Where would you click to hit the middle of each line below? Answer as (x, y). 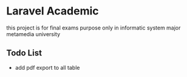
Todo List (24, 53)
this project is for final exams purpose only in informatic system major (93, 28)
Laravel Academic (53, 11)
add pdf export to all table (47, 67)
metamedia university (33, 34)
